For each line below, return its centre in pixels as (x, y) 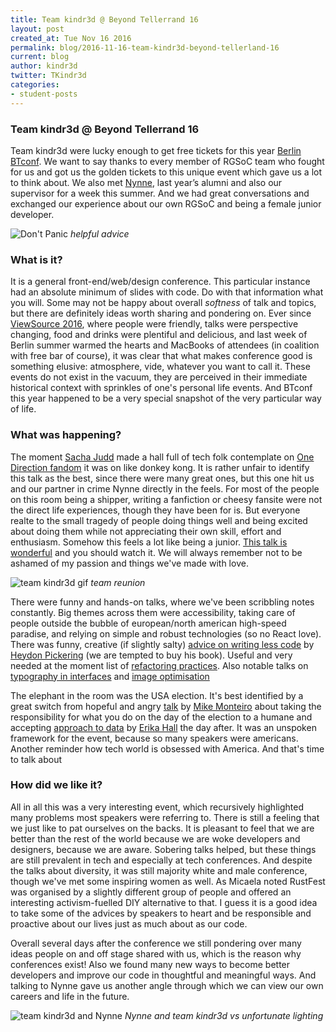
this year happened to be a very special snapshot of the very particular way (166, 398)
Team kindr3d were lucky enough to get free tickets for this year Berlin (156, 150)
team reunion (118, 582)
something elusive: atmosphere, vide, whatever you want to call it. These (160, 367)
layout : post (37, 29)
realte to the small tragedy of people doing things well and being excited (159, 520)
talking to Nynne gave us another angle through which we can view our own (167, 985)
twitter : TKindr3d (48, 76)
